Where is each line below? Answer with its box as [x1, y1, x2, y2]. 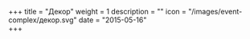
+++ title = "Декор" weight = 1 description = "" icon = [8, 7, 187, 16]
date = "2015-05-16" [79, 15, 147, 25]
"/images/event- [188, 7, 243, 16]
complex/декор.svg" [8, 15, 78, 25]
